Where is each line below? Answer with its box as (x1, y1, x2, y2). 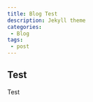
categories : (7, 23, 42, 30)
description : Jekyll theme (7, 17, 86, 24)
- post (10, 43, 30, 50)
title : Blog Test (7, 10, 58, 18)
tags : (7, 37, 23, 44)
